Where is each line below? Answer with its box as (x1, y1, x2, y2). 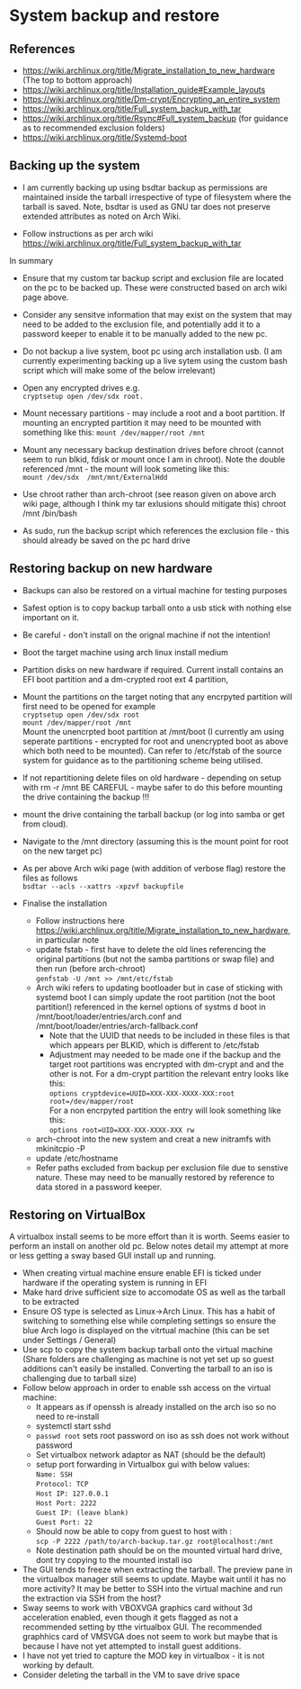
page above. (22, 292, 69, 303)
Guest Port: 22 (35, 1518, 93, 1527)
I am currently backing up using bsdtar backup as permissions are (22, 182, 268, 193)
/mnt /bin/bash (22, 508, 78, 519)
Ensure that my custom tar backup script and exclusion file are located (22, 272, 285, 284)
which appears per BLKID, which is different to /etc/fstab (49, 1039, 260, 1050)
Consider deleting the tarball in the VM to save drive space (22, 1669, 241, 1680)
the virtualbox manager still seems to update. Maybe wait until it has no (22, 1574, 287, 1585)
